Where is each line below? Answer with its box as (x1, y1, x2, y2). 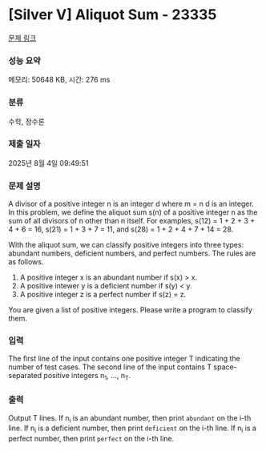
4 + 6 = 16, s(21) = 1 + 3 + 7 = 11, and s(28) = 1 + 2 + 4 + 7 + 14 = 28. (8, 224, 234, 234)
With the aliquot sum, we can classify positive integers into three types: (8, 240, 244, 250)
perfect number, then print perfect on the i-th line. (8, 434, 175, 444)
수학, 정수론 (8, 116, 46, 126)
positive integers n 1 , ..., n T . (43, 371, 131, 382)
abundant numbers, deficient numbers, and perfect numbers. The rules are (8, 248, 256, 258)
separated (8, 371, 42, 381)
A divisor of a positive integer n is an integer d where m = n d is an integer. (8, 199, 254, 209)
